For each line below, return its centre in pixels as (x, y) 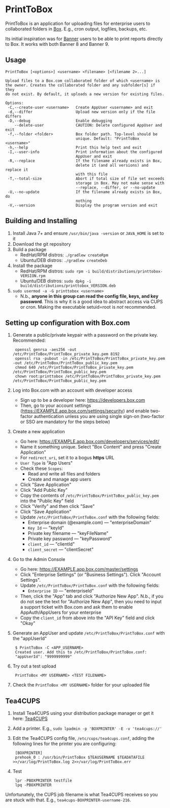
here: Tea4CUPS (30, 719)
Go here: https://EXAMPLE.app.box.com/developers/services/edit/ (90, 441)
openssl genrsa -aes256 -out (46, 350)
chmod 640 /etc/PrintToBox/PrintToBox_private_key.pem (74, 368)
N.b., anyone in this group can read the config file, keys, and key (89, 296)
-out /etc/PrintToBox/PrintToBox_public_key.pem (65, 363)
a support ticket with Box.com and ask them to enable (76, 607)
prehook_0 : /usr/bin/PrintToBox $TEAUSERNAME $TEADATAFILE (80, 758)
